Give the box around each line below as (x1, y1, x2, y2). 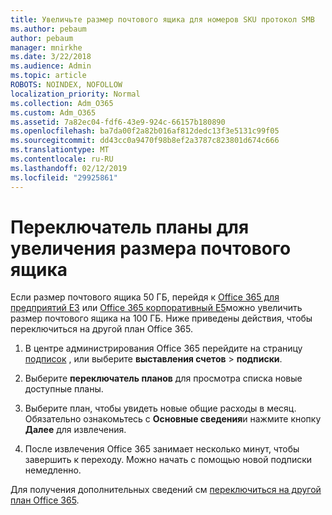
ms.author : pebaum (10, 24, 87, 34)
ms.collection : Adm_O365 (10, 98, 114, 108)
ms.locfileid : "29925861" (10, 172, 118, 183)
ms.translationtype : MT (10, 145, 110, 155)
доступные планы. (24, 383, 104, 395)
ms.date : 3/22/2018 (10, 52, 92, 62)
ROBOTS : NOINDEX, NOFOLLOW (10, 80, 123, 90)
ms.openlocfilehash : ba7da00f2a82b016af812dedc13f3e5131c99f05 (10, 126, 280, 136)
